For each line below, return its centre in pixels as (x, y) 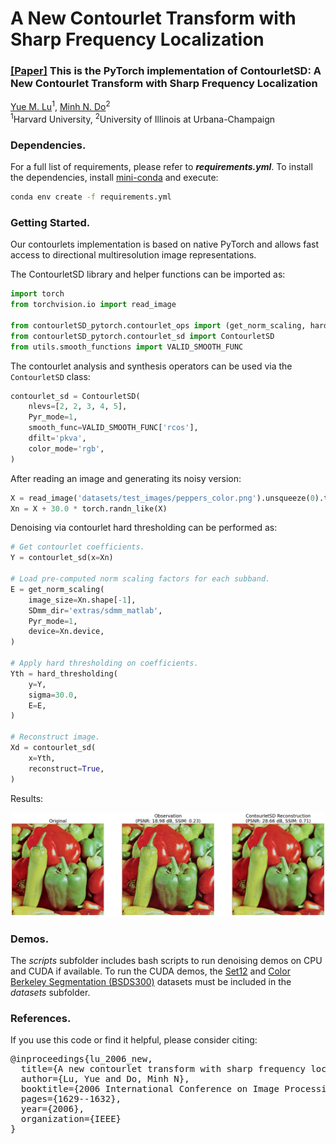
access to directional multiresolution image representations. (133, 255)
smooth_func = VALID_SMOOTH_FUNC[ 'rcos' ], (113, 428)
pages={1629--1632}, (71, 1099)
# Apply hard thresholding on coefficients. (104, 663)
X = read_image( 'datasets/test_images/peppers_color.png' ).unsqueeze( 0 (162, 498)
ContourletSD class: (50, 376)
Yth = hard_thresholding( (64, 673)
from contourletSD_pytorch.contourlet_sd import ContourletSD (142, 336)
